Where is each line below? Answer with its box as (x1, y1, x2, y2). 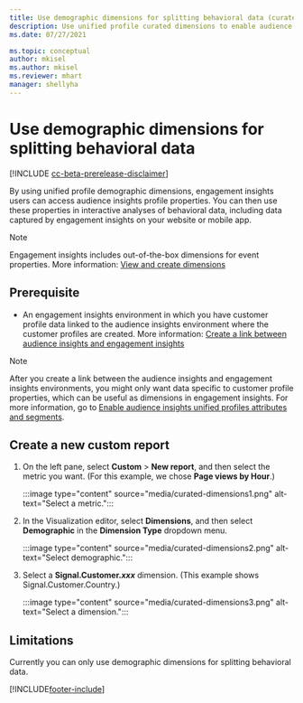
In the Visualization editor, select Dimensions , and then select (22, 516, 253, 527)
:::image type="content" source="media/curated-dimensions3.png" (22, 597, 274, 608)
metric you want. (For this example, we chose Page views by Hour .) (22, 471, 275, 482)
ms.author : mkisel (9, 63, 78, 72)
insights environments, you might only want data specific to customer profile (9, 382, 294, 393)
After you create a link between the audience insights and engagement (9, 372, 273, 384)
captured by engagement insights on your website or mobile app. (9, 214, 252, 225)
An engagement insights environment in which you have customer (22, 309, 269, 320)
